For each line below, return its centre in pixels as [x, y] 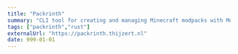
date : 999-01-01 [31, 40]
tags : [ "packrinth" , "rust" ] [49, 27]
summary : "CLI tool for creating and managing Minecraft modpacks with [115, 20]
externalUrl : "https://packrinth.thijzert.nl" [77, 33]
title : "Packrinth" [36, 14]
